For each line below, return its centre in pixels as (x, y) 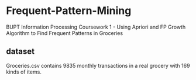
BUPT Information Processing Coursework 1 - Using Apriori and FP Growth (96, 27)
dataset (20, 52)
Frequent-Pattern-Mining (69, 11)
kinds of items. (24, 72)
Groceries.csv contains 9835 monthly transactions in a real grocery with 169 (98, 65)
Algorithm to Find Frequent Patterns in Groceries (65, 33)
